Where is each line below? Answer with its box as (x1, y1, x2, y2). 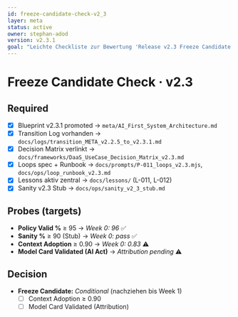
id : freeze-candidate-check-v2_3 (7, 10, 107, 18)
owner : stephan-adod (7, 30, 69, 38)
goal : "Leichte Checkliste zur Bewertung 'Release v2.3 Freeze (7, 43, 200, 50)
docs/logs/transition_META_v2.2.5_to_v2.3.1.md (17, 139, 162, 146)
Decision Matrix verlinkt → (17, 145, 95, 154)
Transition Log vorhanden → (17, 129, 101, 138)
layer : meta (7, 17, 43, 24)
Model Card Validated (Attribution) (28, 303, 130, 311)
